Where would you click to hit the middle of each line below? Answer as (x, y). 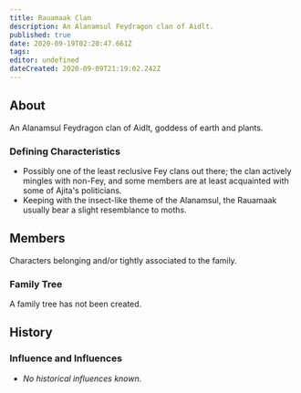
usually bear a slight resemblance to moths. (104, 210)
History (31, 332)
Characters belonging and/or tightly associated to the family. (123, 260)
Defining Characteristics (65, 151)
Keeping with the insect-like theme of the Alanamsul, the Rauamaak (150, 200)
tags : (20, 52)
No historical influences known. (82, 378)
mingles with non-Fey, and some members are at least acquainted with (156, 181)
